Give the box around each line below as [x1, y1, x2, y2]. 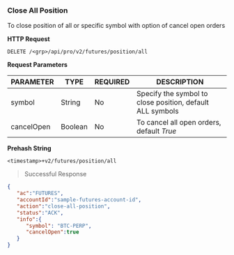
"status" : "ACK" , [16, 209, 64, 216]
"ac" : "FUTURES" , [16, 190, 64, 197]
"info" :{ [16, 215, 42, 223]
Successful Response [24, 170, 87, 178]
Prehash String [7, 144, 52, 153]
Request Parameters [7, 61, 68, 69]
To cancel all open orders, [136, 118, 221, 127]
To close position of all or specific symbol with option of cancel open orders [7, 22, 226, 30]
